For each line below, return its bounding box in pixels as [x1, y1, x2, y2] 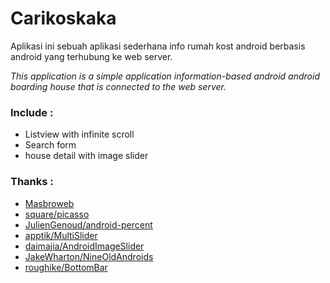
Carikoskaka [10, 7, 117, 30]
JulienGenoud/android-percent [24, 218, 153, 231]
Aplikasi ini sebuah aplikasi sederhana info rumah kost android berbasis [10, 40, 306, 52]
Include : [10, 105, 54, 119]
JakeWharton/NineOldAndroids [24, 250, 154, 262]
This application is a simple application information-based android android [10, 70, 320, 82]
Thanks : [10, 175, 54, 189]
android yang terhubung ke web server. [10, 50, 173, 62]
